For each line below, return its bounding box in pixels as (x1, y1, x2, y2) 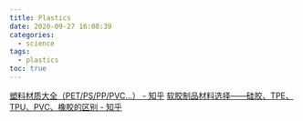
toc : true (9, 65, 47, 74)
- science (17, 38, 55, 48)
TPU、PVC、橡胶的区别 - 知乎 (9, 101, 123, 112)
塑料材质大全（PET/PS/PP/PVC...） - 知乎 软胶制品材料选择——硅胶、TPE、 (9, 90, 294, 101)
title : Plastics (9, 13, 71, 23)
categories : (9, 30, 55, 39)
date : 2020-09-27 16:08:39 (9, 22, 112, 31)
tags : (9, 47, 30, 56)
